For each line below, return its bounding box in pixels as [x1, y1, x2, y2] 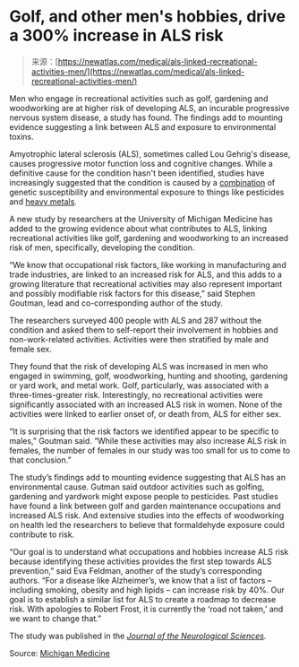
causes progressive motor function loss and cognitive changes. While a [9, 158, 273, 169]
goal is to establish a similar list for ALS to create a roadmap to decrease [9, 593, 277, 604]
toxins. [9, 131, 34, 142]
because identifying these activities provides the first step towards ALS [9, 556, 272, 567]
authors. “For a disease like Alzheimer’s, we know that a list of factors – [9, 575, 272, 585]
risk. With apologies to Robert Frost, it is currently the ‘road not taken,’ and [9, 603, 284, 614]
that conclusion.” [9, 455, 72, 465]
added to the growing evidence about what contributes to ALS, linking [9, 222, 267, 234]
